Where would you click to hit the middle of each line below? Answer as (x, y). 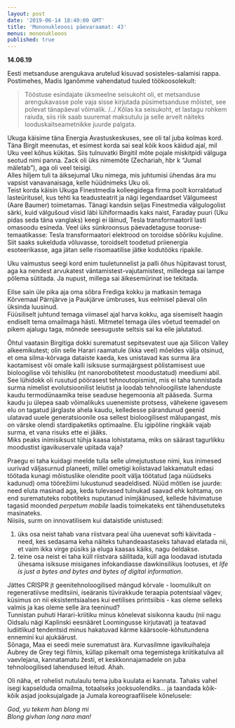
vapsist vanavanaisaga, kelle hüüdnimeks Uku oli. (79, 183)
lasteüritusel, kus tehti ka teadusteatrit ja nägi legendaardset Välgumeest (112, 198)
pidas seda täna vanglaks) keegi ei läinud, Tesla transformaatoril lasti (107, 220)
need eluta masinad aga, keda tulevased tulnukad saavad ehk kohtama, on (115, 491)
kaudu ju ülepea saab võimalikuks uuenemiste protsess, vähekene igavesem (117, 403)
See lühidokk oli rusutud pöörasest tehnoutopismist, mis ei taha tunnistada (115, 380)
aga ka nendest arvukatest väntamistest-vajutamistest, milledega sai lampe (116, 271)
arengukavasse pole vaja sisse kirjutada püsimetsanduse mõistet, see (125, 102)
